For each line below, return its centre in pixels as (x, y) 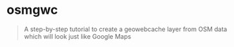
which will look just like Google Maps (78, 36)
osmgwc (32, 10)
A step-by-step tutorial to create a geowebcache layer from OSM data (125, 29)
